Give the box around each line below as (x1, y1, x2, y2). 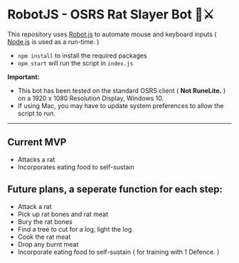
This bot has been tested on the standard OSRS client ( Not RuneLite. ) (17, 86, 226, 95)
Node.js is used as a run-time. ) (7, 37, 100, 45)
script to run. (17, 109, 55, 117)
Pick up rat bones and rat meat (17, 210, 109, 218)
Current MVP (7, 136, 67, 149)
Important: (7, 73, 40, 81)
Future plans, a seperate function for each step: (7, 183, 223, 195)
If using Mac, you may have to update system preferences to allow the (17, 101, 224, 109)
